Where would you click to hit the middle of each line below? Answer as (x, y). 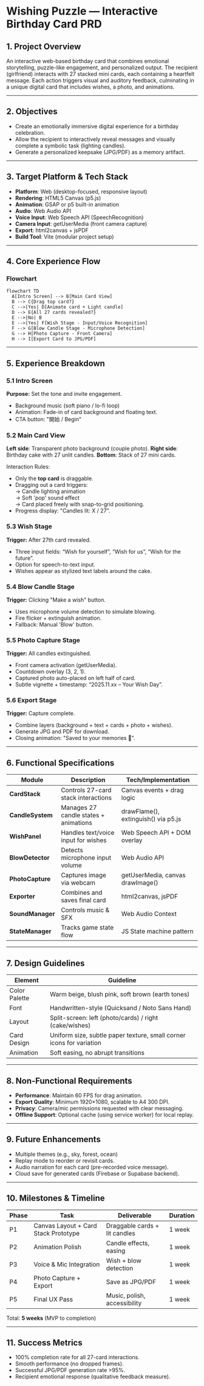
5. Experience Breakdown (56, 363)
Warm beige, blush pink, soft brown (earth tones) (120, 994)
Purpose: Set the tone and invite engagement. (64, 394)
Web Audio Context (149, 914)
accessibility (124, 1303)
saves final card (83, 900)
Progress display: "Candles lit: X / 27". (63, 511)
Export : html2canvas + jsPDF (52, 230)
